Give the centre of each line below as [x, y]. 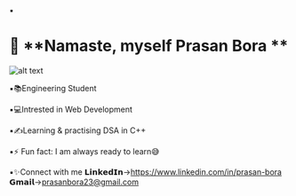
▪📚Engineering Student [53, 88]
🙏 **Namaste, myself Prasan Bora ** [149, 46]
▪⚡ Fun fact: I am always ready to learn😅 [84, 151]
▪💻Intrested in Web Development [71, 109]
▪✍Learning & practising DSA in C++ [78, 130]
